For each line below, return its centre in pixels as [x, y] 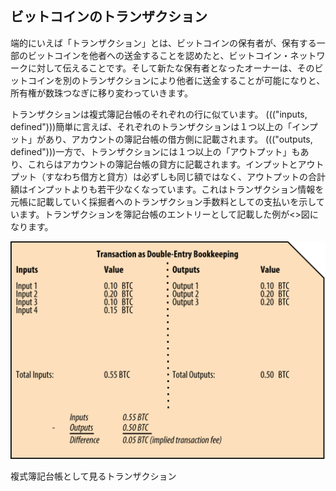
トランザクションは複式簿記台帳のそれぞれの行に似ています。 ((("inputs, [159, 114]
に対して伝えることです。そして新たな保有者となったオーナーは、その [171, 68]
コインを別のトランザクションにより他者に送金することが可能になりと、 [176, 80]
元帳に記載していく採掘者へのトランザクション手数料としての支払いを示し [163, 201]
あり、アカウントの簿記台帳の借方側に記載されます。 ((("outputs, [178, 139]
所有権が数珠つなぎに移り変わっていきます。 [101, 93]
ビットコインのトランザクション [109, 17]
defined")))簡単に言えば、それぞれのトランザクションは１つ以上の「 [151, 126]
